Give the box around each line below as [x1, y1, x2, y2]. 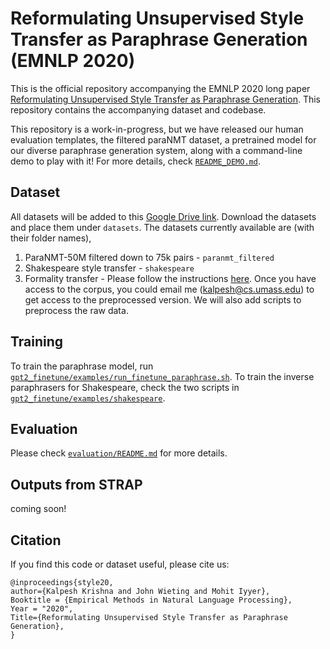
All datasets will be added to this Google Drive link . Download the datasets [10, 210, 317, 222]
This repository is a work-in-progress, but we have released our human [10, 123, 304, 135]
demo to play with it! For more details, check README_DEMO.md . [10, 155, 261, 167]
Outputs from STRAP [10, 476, 143, 493]
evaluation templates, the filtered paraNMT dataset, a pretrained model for [10, 133, 317, 146]
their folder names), [10, 232, 92, 244]
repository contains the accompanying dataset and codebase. [10, 103, 267, 116]
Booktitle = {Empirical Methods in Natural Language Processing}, [10, 595, 293, 605]
